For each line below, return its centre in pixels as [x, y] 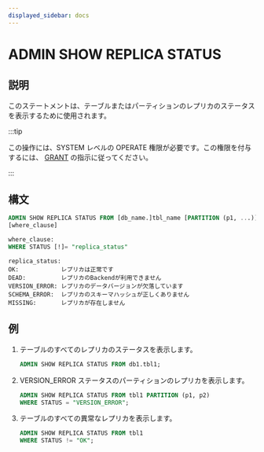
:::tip [15, 131]
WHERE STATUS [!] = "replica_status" [68, 247]
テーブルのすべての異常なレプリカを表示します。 [98, 418]
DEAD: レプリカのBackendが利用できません [85, 277]
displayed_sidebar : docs [49, 15]
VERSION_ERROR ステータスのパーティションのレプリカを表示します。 [134, 380]
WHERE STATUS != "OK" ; [57, 441]
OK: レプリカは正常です [61, 269]
